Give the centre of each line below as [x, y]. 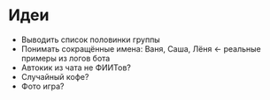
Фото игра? [42, 86]
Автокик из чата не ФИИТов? [76, 68]
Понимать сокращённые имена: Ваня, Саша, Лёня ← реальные [141, 48]
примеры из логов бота [66, 58]
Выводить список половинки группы [90, 39]
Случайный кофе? [55, 76]
